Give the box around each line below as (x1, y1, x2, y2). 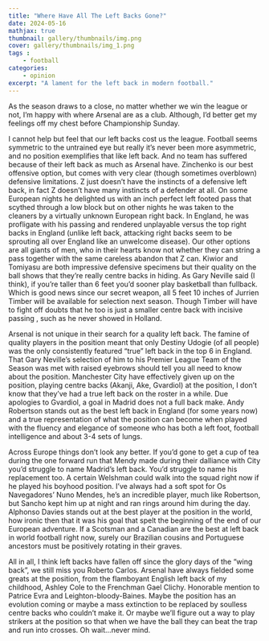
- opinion (22, 72, 56, 80)
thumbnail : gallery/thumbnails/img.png (8, 34, 142, 43)
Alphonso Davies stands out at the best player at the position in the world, (8, 507, 253, 516)
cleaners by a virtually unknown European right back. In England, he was (8, 211, 249, 220)
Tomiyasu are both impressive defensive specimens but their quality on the (8, 262, 257, 272)
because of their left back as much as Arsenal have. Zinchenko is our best (8, 159, 254, 169)
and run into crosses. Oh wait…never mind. (8, 625, 151, 635)
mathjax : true (8, 27, 56, 35)
